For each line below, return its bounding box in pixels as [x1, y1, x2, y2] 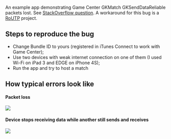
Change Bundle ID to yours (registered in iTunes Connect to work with [12, 43, 160, 49]
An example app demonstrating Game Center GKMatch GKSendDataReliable [5, 5, 166, 10]
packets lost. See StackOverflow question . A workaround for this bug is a [5, 10, 159, 16]
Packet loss [5, 94, 31, 100]
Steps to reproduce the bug [5, 30, 94, 39]
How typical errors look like [5, 80, 94, 89]
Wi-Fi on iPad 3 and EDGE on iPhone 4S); [12, 60, 101, 66]
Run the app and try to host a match [12, 65, 88, 71]
